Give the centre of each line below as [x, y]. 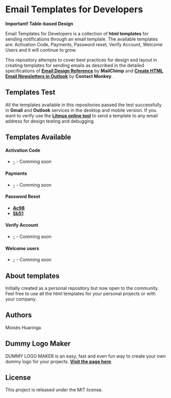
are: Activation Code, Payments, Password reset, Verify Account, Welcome [84, 44]
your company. [21, 299]
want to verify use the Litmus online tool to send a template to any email [82, 115]
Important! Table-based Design [39, 24]
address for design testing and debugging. [50, 121]
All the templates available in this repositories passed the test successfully [83, 105]
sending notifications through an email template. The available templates [82, 39]
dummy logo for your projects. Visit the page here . [59, 361]
